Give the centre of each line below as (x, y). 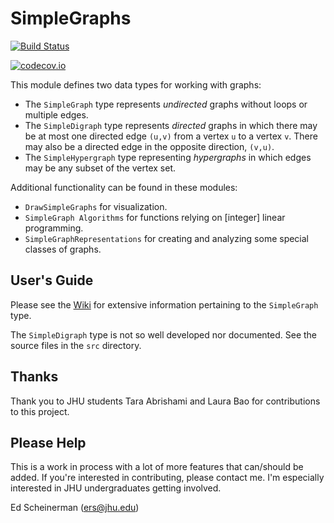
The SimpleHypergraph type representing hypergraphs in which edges (168, 157)
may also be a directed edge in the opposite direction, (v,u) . (149, 146)
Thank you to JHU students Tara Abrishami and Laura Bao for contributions (165, 401)
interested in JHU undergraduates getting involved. (116, 488)
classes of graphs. (63, 249)
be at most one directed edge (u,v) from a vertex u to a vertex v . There (171, 136)
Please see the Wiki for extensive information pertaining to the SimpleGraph (164, 304)
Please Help (48, 442)
